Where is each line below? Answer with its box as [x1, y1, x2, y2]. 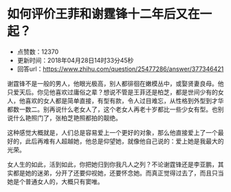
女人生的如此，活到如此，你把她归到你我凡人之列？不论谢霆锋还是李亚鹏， [7, 160, 218, 169]
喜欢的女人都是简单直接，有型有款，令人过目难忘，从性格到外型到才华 [25, 96, 224, 105]
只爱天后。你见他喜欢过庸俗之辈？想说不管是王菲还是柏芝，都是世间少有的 [7, 87, 218, 96]
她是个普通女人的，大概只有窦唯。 [7, 177, 104, 186]
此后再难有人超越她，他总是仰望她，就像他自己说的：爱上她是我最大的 [25, 137, 224, 145]
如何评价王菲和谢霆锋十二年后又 [7, 6, 188, 22]
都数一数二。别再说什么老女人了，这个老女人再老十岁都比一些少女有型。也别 [7, 105, 224, 114]
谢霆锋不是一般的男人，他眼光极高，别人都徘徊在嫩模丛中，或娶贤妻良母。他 [7, 79, 224, 87]
